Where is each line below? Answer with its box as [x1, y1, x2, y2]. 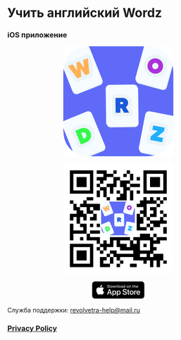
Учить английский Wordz [7, 5, 163, 21]
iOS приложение [7, 30, 68, 40]
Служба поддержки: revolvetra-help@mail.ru [7, 306, 141, 315]
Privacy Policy [7, 324, 58, 334]
